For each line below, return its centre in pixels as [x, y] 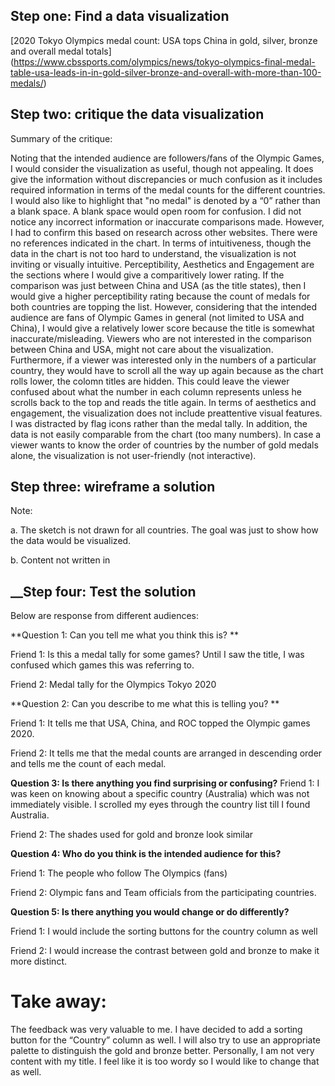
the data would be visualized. [71, 541]
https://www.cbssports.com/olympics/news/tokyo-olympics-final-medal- [164, 61]
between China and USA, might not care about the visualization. [142, 349]
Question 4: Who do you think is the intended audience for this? [146, 854]
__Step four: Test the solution [103, 591]
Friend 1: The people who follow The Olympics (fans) [119, 873]
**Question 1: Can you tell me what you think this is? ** [124, 635]
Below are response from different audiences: [105, 616]
